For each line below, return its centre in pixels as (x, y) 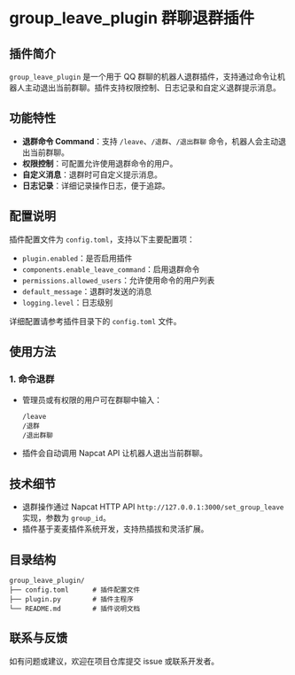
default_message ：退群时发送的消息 (87, 291)
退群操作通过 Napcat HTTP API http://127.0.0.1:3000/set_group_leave (153, 507)
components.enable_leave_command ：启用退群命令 (111, 269)
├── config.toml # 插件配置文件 (74, 590)
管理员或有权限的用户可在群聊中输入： (92, 400)
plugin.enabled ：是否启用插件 (77, 258)
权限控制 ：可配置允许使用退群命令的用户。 (100, 163)
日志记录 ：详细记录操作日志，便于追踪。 (96, 185)
